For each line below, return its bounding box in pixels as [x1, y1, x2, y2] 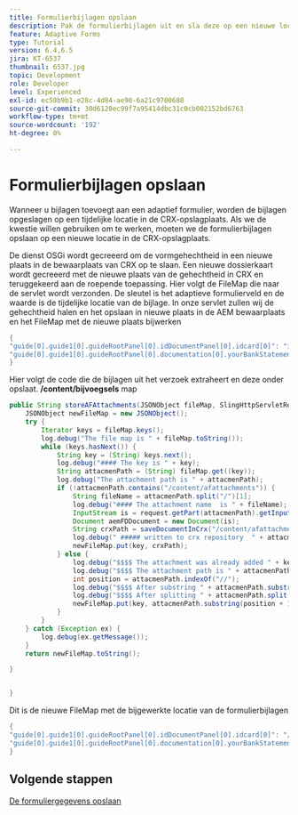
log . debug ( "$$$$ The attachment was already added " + [72, 558, 279, 567]
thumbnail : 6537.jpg [9, 63, 86, 72]
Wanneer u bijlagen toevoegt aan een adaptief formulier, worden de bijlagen [9, 204, 286, 214]
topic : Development [9, 71, 82, 80]
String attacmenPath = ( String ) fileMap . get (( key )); [56, 467, 255, 476]
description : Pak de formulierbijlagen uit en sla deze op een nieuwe [9, 21, 276, 30]
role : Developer [9, 79, 69, 88]
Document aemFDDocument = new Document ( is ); [72, 517, 240, 526]
